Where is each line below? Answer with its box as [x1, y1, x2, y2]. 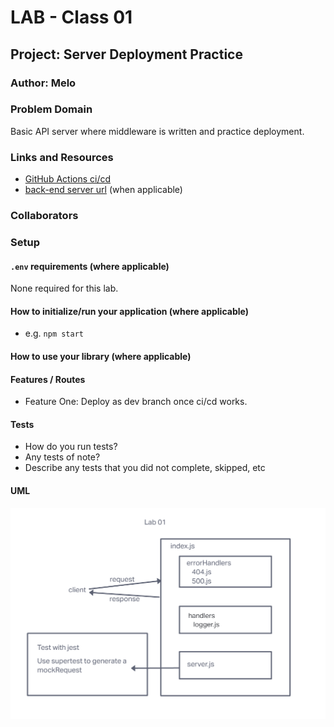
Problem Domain [10, 102, 93, 116]
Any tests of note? [24, 451, 101, 463]
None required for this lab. [10, 282, 119, 295]
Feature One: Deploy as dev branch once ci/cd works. [24, 396, 248, 408]
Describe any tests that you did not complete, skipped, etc [24, 462, 266, 474]
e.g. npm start [24, 327, 84, 340]
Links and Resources [10, 150, 114, 164]
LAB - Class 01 [10, 6, 133, 29]
